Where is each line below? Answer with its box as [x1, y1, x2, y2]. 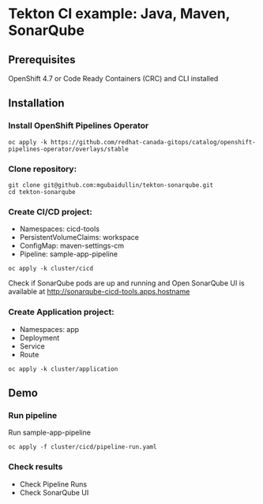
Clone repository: [8, 163, 77, 174]
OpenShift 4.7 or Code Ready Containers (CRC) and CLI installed [8, 74, 219, 83]
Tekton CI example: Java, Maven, [8, 5, 231, 23]
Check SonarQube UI [19, 487, 89, 497]
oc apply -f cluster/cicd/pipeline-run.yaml [8, 443, 157, 451]
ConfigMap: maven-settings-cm [19, 241, 125, 251]
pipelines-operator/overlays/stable [8, 145, 129, 153]
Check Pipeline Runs [19, 479, 88, 489]
